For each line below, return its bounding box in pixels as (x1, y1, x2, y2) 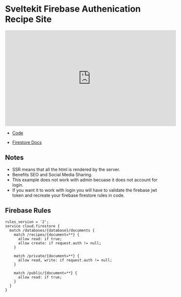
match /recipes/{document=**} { (14, 232, 80, 237)
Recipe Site (5, 14, 52, 25)
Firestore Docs (12, 139, 42, 145)
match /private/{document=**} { (14, 253, 80, 259)
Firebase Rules (5, 206, 51, 215)
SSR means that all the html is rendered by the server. (12, 167, 121, 172)
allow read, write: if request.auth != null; (18, 258, 112, 262)
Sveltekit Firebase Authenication (5, 3, 141, 15)
